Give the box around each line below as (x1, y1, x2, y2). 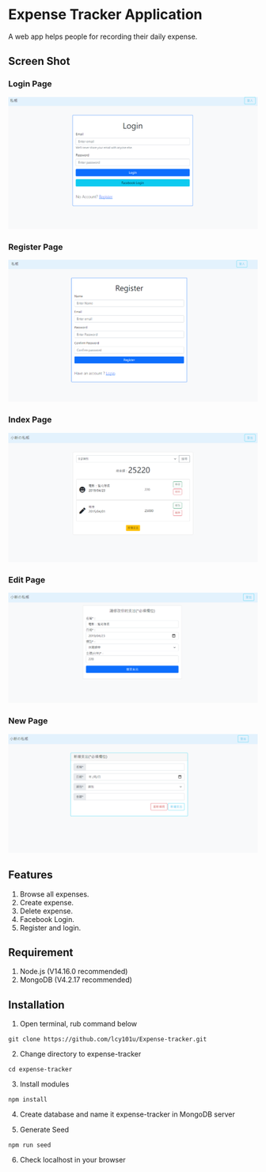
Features (8, 868, 53, 882)
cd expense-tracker (8, 1066, 73, 1074)
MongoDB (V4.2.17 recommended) (19, 975, 133, 984)
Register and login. (19, 923, 82, 932)
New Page (8, 715, 48, 726)
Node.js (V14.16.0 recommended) (19, 967, 128, 977)
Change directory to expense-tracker (19, 1049, 142, 1059)
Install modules (19, 1079, 70, 1089)
